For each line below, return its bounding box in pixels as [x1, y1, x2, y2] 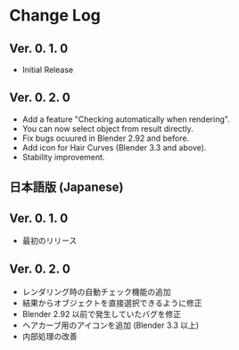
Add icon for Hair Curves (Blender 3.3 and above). [21, 142, 207, 152]
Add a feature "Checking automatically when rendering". [21, 113, 230, 125]
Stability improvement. [21, 151, 105, 162]
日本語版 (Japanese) [9, 180, 124, 195]
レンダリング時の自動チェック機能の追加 [21, 286, 171, 297]
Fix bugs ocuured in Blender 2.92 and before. [21, 133, 190, 143]
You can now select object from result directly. [21, 123, 194, 134]
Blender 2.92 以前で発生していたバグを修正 [21, 308, 181, 319]
